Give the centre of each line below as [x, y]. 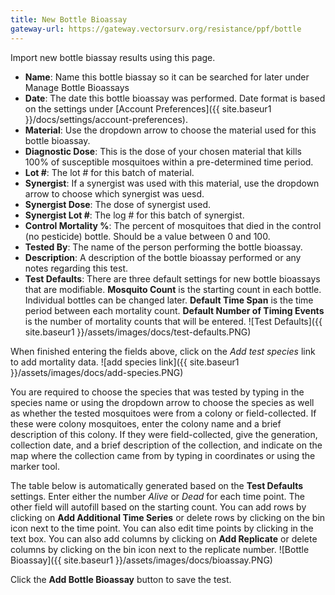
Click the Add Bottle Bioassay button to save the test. [121, 579]
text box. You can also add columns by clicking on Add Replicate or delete [164, 538]
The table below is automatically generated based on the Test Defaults [157, 485]
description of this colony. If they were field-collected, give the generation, [164, 434]
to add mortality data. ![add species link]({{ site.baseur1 [125, 362]
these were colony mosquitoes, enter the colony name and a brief [146, 423]
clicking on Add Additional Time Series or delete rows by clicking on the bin [168, 517]
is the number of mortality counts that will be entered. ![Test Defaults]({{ [173, 321]
